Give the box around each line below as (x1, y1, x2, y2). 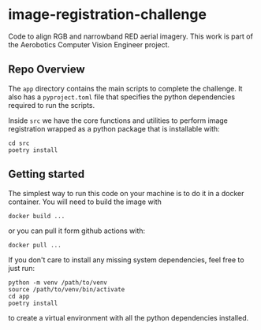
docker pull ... (8, 241, 62, 249)
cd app (8, 292, 30, 300)
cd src (8, 139, 30, 147)
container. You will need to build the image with (8, 197, 162, 206)
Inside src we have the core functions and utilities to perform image (8, 116, 229, 125)
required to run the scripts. (8, 100, 95, 109)
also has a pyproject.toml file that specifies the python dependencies (8, 92, 235, 102)
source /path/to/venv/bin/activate (8, 285, 125, 293)
